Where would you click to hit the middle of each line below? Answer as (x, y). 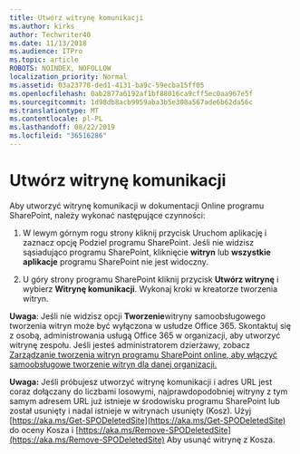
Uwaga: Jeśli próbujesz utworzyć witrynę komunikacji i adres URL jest (141, 382)
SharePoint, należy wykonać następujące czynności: (107, 215)
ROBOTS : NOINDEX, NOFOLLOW (60, 69)
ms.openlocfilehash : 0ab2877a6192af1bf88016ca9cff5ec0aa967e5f (131, 93)
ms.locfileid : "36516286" (58, 136)
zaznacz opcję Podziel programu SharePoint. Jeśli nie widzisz (138, 242)
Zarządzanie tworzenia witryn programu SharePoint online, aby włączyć (144, 354)
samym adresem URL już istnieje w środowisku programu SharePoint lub (145, 401)
